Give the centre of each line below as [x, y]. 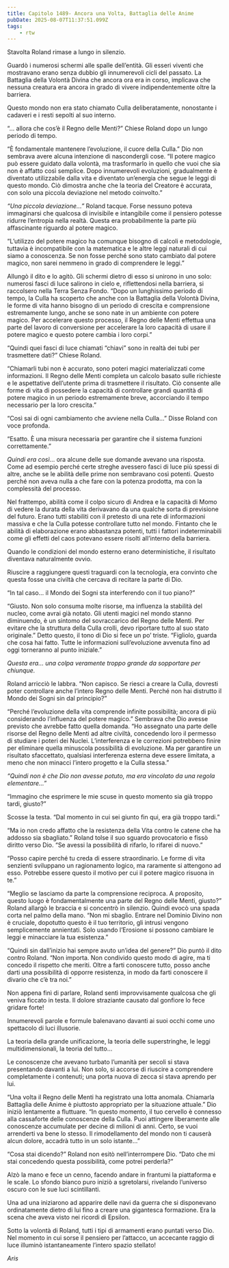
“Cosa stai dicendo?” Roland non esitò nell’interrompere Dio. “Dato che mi [111, 1154]
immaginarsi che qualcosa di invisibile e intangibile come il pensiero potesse [114, 213]
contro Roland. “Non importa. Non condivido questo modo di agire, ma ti [109, 958]
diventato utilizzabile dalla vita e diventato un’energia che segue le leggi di [112, 178]
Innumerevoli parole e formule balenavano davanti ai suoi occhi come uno [111, 1021]
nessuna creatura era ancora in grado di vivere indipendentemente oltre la [112, 87]
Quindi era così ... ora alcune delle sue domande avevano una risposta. [106, 460]
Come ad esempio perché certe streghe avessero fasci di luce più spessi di [113, 467]
